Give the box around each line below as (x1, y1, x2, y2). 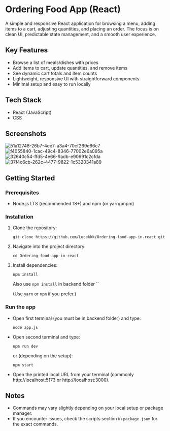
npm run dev (12, 344, 38, 349)
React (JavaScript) (12, 109, 52, 115)
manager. (12, 410, 33, 416)
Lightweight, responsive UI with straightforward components (12, 75, 140, 82)
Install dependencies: (12, 262, 58, 268)
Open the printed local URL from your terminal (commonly (12, 371, 134, 377)
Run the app (5, 303, 36, 311)
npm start (12, 362, 34, 367)
